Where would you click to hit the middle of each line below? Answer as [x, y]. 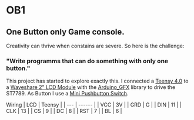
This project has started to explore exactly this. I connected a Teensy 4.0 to [97, 81]
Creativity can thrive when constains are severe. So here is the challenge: [95, 46]
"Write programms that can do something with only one [87, 61]
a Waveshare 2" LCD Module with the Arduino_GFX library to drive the [91, 87]
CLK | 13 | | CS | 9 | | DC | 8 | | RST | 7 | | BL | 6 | [64, 111]
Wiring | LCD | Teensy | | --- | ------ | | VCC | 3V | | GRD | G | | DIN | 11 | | [94, 105]
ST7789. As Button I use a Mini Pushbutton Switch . [67, 94]
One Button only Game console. [65, 32]
